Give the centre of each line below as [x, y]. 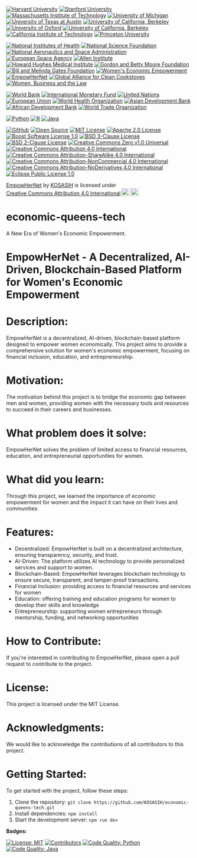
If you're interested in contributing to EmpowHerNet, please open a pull [93, 658]
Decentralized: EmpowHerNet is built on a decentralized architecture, [99, 549]
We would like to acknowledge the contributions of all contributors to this [95, 744]
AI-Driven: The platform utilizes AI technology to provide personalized [99, 561]
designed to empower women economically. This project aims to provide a [96, 344]
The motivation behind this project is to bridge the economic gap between [96, 397]
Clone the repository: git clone [53, 802]
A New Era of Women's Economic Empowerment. [66, 233]
